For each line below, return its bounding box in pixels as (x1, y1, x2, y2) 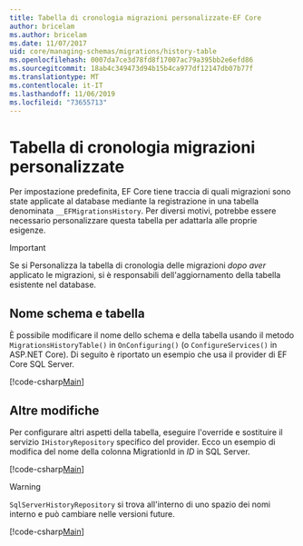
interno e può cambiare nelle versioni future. (9, 508, 175, 519)
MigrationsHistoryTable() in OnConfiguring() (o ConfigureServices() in (9, 340, 278, 351)
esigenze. (9, 224, 46, 236)
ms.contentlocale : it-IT (9, 81, 103, 90)
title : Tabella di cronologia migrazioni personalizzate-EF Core (9, 13, 261, 23)
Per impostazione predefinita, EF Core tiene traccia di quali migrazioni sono (9, 186, 291, 197)
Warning (9, 481, 41, 491)
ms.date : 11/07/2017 (9, 38, 88, 48)
